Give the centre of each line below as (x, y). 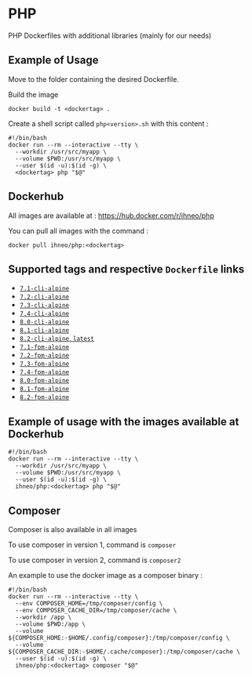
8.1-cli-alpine (44, 331)
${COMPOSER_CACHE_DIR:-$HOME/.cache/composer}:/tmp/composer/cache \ (124, 652)
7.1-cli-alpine (44, 289)
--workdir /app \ (44, 617)
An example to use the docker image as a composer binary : (105, 575)
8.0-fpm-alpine (44, 381)
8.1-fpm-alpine (44, 389)
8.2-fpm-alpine (44, 398)
